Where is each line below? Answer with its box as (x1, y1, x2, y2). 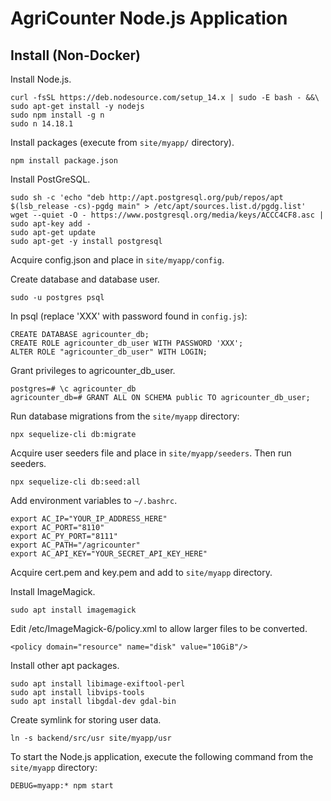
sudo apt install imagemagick (10, 605, 137, 615)
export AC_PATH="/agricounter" (10, 540, 141, 550)
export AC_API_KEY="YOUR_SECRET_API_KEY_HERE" (10, 549, 208, 559)
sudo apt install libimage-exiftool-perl (10, 679, 186, 689)
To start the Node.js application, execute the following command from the (10, 751, 314, 762)
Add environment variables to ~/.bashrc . (10, 495, 178, 506)
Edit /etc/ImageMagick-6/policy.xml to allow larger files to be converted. (10, 623, 308, 634)
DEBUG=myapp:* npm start (10, 781, 114, 791)
